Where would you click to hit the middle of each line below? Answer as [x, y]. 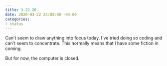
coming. [13, 48]
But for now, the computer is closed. [42, 58]
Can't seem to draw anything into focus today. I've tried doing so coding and [84, 38]
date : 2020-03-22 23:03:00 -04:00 [41, 14]
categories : [17, 19]
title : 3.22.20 [21, 10]
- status [14, 24]
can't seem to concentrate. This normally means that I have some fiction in [82, 43]
